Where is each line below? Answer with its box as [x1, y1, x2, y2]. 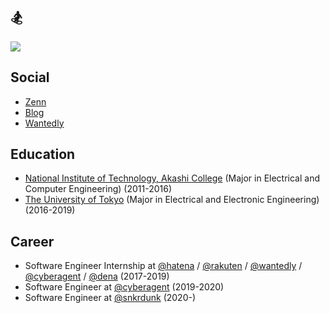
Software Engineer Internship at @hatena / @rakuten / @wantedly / [24, 260, 303, 272]
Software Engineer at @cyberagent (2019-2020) [24, 281, 225, 293]
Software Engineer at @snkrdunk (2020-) [24, 292, 197, 304]
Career [10, 233, 55, 250]
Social [10, 69, 50, 86]
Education [10, 146, 76, 163]
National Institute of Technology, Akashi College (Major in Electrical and [24, 172, 321, 184]
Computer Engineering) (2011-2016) [24, 183, 172, 195]
